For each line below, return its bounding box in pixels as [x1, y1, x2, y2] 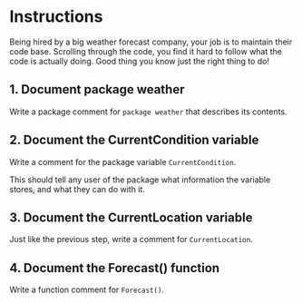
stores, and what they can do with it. [9, 183, 145, 194]
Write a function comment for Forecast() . [9, 284, 165, 296]
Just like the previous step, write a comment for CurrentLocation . [9, 234, 253, 245]
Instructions [9, 6, 103, 27]
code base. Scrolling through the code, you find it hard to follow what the [9, 45, 283, 56]
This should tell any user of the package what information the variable [9, 174, 271, 185]
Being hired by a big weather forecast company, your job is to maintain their [9, 36, 293, 47]
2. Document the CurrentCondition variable [9, 132, 259, 148]
